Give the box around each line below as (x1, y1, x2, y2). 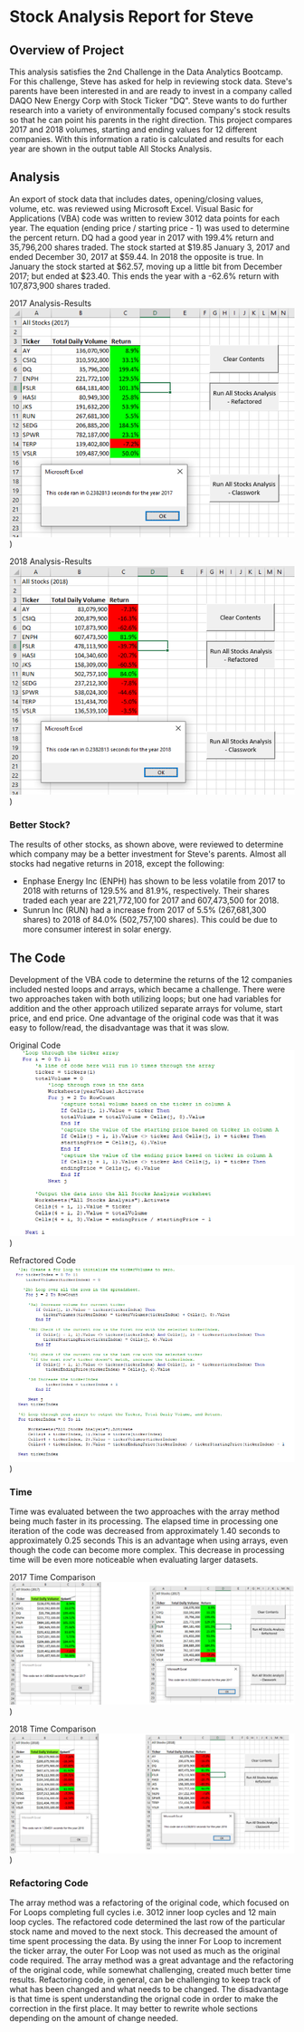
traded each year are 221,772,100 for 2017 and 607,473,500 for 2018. (22, 895, 280, 906)
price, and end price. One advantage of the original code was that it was (9, 1012, 279, 1024)
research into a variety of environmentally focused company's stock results (9, 105, 291, 115)
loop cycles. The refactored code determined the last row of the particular (9, 1916, 286, 1927)
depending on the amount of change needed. (9, 2012, 179, 2023)
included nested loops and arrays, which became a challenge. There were (9, 984, 286, 995)
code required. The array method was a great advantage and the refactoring (9, 1954, 294, 1966)
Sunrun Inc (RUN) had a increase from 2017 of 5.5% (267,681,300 (22, 905, 267, 915)
